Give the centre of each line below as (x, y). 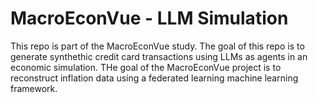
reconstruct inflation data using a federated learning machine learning (154, 78)
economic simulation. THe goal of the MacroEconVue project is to (146, 67)
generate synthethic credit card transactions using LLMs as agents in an (159, 56)
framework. (34, 88)
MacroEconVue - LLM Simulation (149, 18)
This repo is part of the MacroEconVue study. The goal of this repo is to (157, 46)
